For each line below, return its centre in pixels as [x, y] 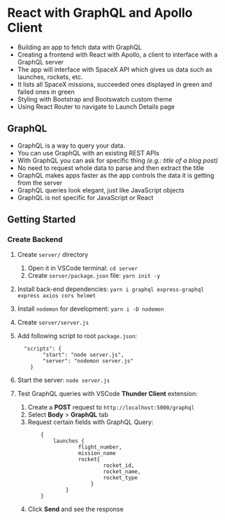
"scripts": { [43, 349]
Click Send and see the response [75, 510]
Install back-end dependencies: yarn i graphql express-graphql [110, 289]
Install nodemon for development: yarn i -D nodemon [90, 309]
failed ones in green [46, 92]
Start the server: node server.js [64, 380]
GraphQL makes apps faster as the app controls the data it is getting [116, 175]
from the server [40, 183]
